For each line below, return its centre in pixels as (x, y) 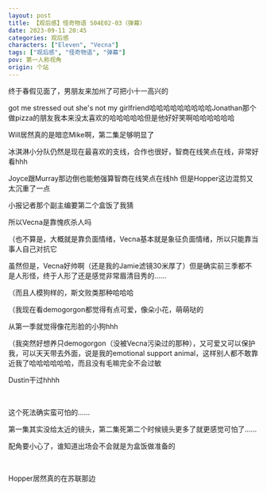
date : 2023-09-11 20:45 (48, 30)
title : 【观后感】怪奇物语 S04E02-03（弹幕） (77, 23)
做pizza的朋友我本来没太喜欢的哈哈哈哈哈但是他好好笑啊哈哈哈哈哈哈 (122, 118)
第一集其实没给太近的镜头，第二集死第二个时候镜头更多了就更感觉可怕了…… (133, 429)
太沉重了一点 (29, 188)
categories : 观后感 (39, 38)
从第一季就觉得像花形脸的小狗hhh (63, 326)
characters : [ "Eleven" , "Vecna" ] (64, 45)
